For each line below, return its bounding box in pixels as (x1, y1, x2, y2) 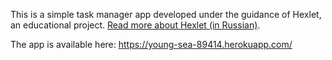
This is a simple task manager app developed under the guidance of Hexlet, (10, 9, 322, 20)
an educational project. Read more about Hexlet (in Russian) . (10, 19, 261, 31)
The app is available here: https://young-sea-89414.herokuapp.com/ (10, 39, 293, 50)
